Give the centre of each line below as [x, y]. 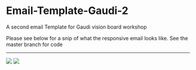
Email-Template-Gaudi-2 [67, 11]
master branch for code [34, 44]
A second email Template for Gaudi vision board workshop [76, 27]
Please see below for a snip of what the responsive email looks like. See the [97, 38]
